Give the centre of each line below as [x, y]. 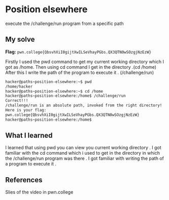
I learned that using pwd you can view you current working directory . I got [83, 148]
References [24, 180]
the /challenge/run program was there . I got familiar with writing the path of [84, 158]
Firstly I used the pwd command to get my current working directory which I [84, 62]
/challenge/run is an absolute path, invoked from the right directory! [84, 105]
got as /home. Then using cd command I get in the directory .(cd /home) [81, 67]
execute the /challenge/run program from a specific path [65, 23]
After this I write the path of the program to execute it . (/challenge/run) [80, 72]
